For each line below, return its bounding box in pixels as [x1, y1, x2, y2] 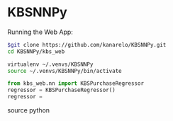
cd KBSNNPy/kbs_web [7, 47, 65, 55]
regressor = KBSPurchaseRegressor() [7, 86, 116, 94]
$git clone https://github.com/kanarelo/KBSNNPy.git [7, 41, 167, 48]
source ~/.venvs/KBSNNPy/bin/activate [7, 67, 122, 74]
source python [7, 106, 50, 115]
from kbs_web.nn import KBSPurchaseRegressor [7, 80, 144, 87]
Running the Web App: [7, 28, 73, 36]
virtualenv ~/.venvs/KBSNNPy [7, 61, 94, 68]
